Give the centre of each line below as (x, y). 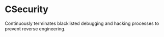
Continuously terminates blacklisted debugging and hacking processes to (82, 23)
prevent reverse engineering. (35, 28)
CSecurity (27, 9)
